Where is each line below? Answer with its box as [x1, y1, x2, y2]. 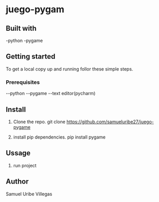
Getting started [6, 52, 56, 61]
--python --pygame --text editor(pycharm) [6, 91, 96, 97]
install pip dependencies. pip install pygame [13, 134, 106, 140]
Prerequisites [6, 78, 40, 85]
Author [6, 177, 29, 186]
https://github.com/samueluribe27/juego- [66, 119, 154, 125]
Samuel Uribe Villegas [6, 191, 53, 197]
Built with [6, 24, 37, 33]
